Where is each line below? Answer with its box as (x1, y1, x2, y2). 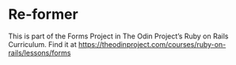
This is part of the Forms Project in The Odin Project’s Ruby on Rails (8, 31, 229, 41)
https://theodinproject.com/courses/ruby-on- (78, 39, 226, 49)
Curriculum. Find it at (8, 39, 77, 49)
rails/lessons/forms (8, 48, 71, 57)
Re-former (8, 5, 78, 23)
